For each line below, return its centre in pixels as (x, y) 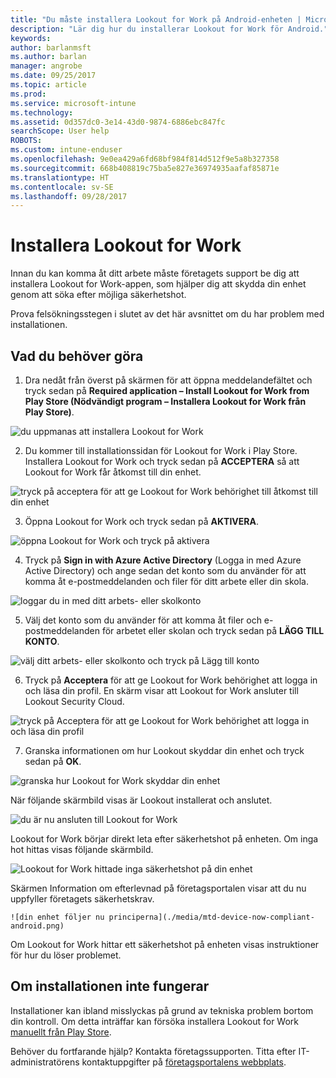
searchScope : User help (60, 131)
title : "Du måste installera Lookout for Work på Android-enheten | (156, 19)
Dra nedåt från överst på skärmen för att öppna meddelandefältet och (168, 380)
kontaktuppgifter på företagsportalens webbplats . (184, 1062)
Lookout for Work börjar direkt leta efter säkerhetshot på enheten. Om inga (164, 839)
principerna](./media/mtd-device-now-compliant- (211, 917)
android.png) (37, 926)
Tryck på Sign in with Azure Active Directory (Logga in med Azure (163, 560)
